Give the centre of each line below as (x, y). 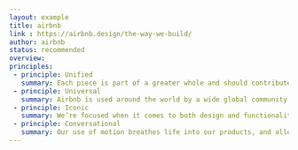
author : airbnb (37, 42)
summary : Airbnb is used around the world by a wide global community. (156, 99)
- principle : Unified (53, 75)
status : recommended (47, 50)
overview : (27, 58)
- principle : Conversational (67, 124)
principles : (31, 67)
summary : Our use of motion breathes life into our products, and (146, 132)
